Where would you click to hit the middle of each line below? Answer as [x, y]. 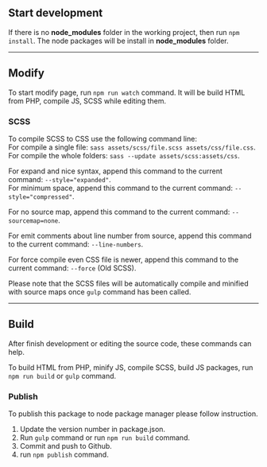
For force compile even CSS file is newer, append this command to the [124, 259]
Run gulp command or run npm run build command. [105, 438]
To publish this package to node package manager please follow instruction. [133, 414]
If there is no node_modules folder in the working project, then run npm [124, 32]
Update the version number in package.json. [92, 430]
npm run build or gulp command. [62, 376]
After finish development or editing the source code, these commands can [130, 343]
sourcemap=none [33, 221]
